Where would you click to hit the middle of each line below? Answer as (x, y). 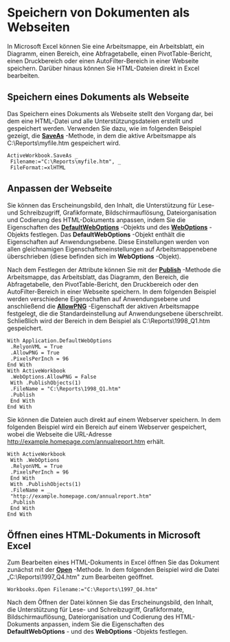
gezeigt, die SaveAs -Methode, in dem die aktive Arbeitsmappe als (102, 135)
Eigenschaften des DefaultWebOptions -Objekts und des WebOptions (107, 227)
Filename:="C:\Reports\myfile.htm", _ (66, 162)
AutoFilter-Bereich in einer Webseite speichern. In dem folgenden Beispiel (112, 291)
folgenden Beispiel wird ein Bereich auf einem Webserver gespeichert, (107, 427)
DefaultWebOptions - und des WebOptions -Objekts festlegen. (97, 632)
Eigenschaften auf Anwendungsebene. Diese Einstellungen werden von (108, 241)
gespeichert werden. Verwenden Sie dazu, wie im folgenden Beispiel (104, 128)
